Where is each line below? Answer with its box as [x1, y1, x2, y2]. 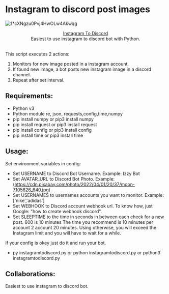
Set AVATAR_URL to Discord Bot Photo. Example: [12, 175, 115, 182]
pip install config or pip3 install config [12, 127, 92, 133]
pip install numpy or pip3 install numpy [12, 116, 94, 122]
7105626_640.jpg [12, 187, 49, 193]
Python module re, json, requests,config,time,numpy [12, 110, 123, 116]
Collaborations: [5, 270, 55, 278]
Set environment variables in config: [5, 160, 81, 166]
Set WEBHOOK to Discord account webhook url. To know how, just [12, 202, 153, 209]
